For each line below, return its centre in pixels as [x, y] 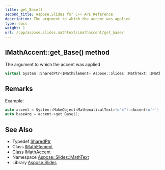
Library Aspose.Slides [34, 163]
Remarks [19, 89]
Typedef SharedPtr [31, 141]
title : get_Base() [24, 10]
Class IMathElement [32, 147]
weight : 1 [15, 28]
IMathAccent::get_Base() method [57, 52]
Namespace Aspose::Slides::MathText [51, 157]
